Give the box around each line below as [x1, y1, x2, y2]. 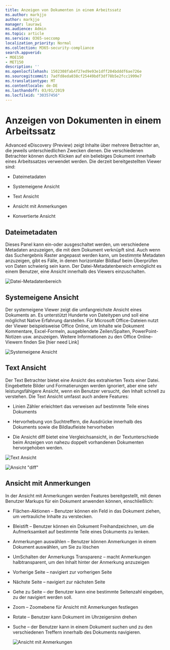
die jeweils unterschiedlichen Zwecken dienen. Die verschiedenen [5, 148, 144, 154]
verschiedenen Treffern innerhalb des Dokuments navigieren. [12, 629, 141, 635]
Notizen [5, 333, 22, 340]
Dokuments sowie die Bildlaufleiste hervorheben [12, 423, 114, 430]
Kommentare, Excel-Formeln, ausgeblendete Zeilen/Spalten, [5, 328, 131, 334]
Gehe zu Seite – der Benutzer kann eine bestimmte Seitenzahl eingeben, [12, 588, 164, 595]
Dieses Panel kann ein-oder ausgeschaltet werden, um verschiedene [5, 241, 150, 247]
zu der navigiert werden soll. [12, 594, 73, 600]
